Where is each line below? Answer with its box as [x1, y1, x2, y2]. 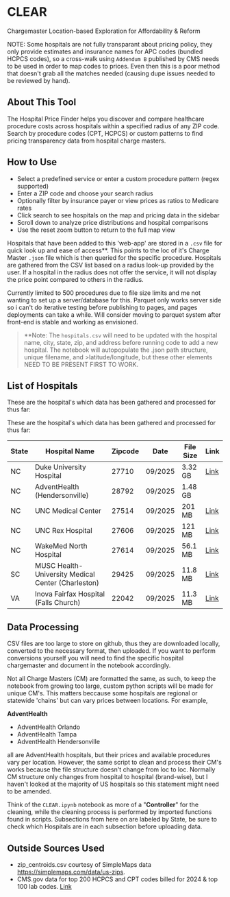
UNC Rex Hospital [34, 526, 92, 536]
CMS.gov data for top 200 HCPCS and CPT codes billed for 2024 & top [16, 875, 218, 883]
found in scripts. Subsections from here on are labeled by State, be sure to [7, 815, 218, 824]
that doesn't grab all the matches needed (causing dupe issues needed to [7, 69, 216, 77]
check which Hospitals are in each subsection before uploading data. [7, 822, 203, 830]
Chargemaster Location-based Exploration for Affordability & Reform [7, 27, 201, 35]
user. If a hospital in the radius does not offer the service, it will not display [7, 268, 217, 276]
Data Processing [7, 621, 79, 633]
